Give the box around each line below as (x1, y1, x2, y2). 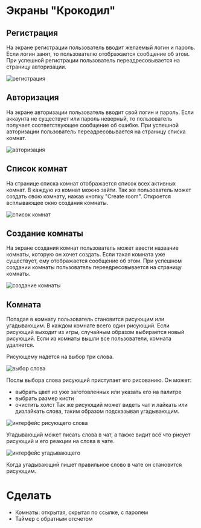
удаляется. (6, 341, 34, 349)
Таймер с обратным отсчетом (14, 515, 93, 523)
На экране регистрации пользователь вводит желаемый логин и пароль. (6, 44, 196, 51)
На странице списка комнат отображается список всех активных (6, 179, 176, 187)
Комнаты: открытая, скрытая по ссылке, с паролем (14, 509, 148, 516)
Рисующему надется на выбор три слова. (6, 353, 114, 361)
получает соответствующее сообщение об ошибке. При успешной (6, 121, 179, 129)
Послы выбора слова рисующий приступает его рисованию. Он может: (6, 376, 192, 384)
